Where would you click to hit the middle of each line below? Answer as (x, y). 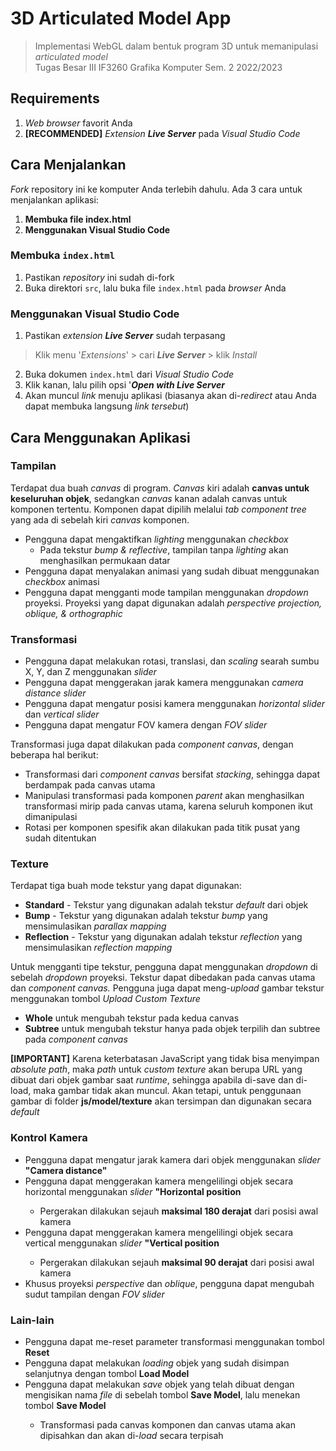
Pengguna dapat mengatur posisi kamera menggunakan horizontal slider (175, 704)
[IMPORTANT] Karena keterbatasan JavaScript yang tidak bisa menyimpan (165, 1059)
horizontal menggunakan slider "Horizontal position (133, 1191)
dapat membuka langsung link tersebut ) (107, 406)
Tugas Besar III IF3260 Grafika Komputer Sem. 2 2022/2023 (158, 67)
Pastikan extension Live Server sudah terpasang (125, 336)
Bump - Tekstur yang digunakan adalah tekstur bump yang (146, 916)
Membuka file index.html (78, 219)
